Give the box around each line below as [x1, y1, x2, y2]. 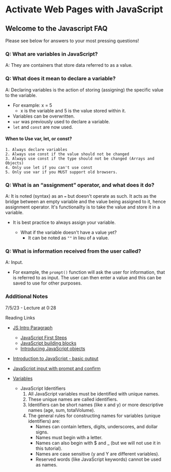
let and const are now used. [12, 124, 73, 130]
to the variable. [5, 92, 37, 98]
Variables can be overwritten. [12, 113, 75, 119]
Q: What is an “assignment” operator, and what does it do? [5, 181, 155, 188]
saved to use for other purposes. [12, 280, 82, 286]
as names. [35, 461, 58, 468]
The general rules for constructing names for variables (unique [28, 412, 161, 419]
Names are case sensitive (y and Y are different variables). [35, 450, 160, 457]
